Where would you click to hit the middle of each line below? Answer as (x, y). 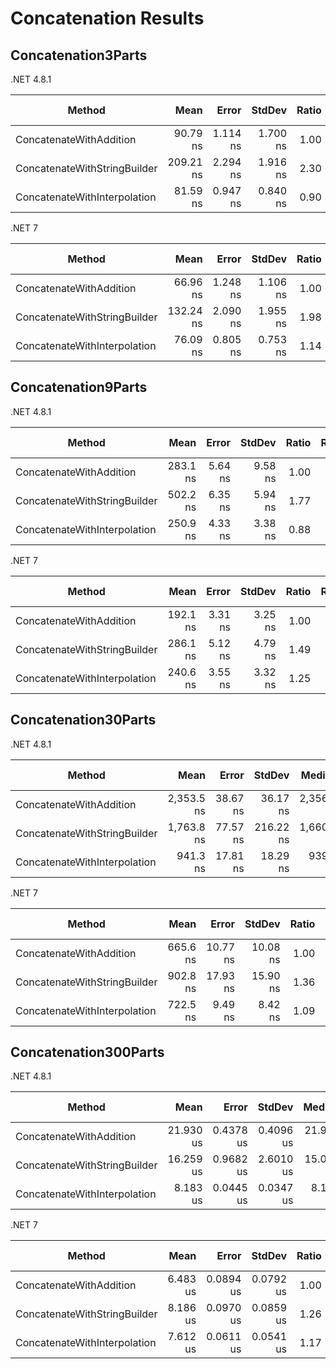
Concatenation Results (107, 18)
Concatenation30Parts (83, 720)
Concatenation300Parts (87, 1052)
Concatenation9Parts (79, 387)
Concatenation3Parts (79, 55)
